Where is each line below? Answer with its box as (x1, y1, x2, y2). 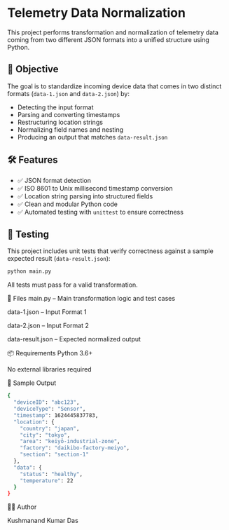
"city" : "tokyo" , (20, 431, 71, 439)
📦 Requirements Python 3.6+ (7, 349, 93, 358)
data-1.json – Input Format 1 (7, 308, 87, 316)
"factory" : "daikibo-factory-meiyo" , (20, 444, 130, 451)
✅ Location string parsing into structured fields (17, 191, 153, 201)
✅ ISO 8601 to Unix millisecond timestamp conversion (17, 184, 173, 192)
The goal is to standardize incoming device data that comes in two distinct (7, 82, 222, 90)
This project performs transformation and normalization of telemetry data (7, 28, 219, 36)
